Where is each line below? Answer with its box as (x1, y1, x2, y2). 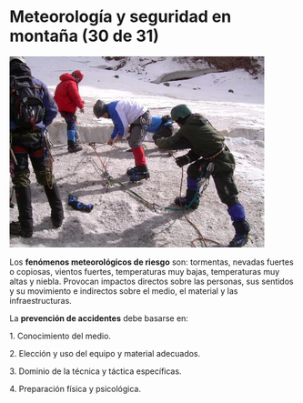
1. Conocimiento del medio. (9, 330, 112, 341)
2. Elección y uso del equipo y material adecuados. (9, 348, 201, 358)
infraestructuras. (9, 295, 73, 306)
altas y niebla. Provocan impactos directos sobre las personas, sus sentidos (9, 276, 294, 287)
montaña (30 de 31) (9, 25, 159, 46)
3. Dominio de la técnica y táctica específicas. (9, 366, 182, 377)
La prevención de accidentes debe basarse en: (9, 312, 189, 324)
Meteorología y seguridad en (9, 6, 232, 27)
